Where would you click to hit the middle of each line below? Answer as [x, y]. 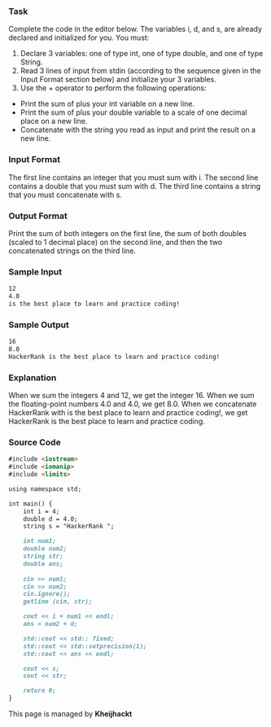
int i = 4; [42, 511]
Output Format [38, 216]
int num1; [40, 541]
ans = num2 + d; [51, 624]
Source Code [35, 442]
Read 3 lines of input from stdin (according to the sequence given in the [141, 71]
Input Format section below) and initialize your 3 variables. [118, 80]
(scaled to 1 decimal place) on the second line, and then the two [116, 242]
